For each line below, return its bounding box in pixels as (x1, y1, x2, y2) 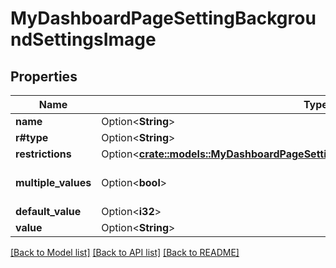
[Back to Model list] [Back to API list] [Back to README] (10, 247, 240, 258)
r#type (15, 131, 49, 144)
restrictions (15, 147, 72, 161)
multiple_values (15, 176, 92, 189)
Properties (10, 68, 78, 85)
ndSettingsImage (10, 28, 157, 51)
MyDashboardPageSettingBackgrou (10, 7, 317, 30)
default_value (15, 205, 82, 218)
